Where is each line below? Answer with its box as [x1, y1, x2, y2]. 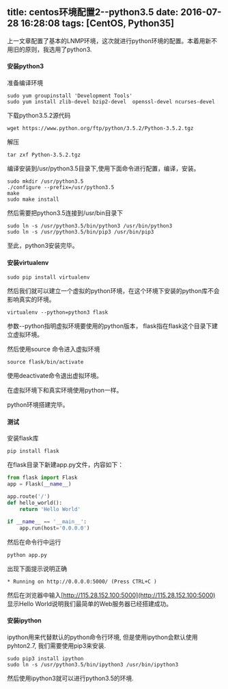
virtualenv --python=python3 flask [7, 309, 109, 316]
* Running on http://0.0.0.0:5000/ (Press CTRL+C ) [7, 578, 157, 585]
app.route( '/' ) [7, 493, 51, 500]
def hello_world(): [7, 499, 63, 507]
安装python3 [7, 62, 44, 71]
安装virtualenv [7, 258, 49, 266]
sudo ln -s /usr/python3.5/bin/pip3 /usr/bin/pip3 [7, 229, 154, 236]
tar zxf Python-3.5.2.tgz [7, 151, 81, 159]
